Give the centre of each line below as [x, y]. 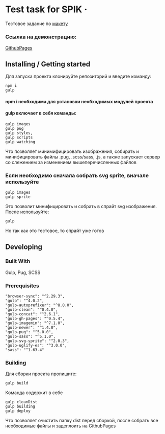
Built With [18, 261]
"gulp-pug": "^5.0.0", [29, 332]
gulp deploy [18, 411]
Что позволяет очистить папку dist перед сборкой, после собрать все [82, 421]
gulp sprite [18, 197]
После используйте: [27, 212]
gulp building [20, 407]
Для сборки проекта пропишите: [41, 374]
